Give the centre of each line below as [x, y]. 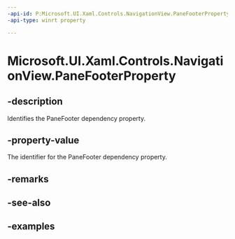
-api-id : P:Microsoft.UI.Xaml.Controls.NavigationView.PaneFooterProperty [119, 14]
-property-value [43, 140]
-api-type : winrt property [47, 20]
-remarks [28, 179]
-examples [31, 227]
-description [35, 102]
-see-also [29, 203]
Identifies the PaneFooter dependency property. [76, 118]
